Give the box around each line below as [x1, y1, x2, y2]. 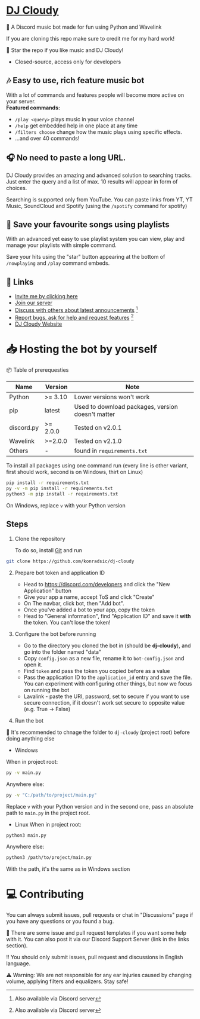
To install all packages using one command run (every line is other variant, [6, 462, 189, 469]
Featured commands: [6, 104, 61, 111]
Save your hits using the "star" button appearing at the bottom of [6, 253, 165, 261]
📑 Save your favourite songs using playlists [6, 219, 170, 229]
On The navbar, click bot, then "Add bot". [23, 599, 124, 607]
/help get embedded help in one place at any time [14, 122, 138, 129]
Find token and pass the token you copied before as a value [23, 667, 170, 674]
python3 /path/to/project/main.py [6, 855, 92, 861]
